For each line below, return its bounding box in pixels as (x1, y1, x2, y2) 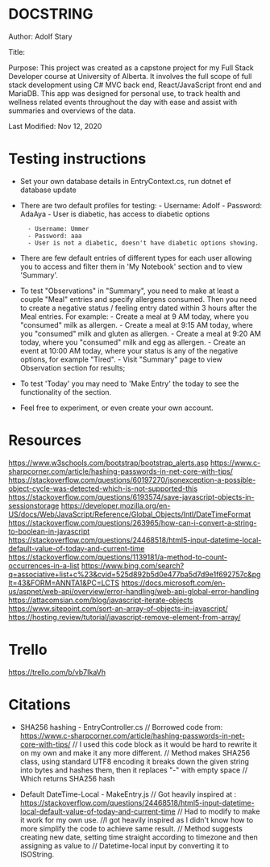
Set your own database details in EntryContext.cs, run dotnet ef (19, 176, 231, 186)
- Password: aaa (27, 232, 82, 240)
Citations (8, 695, 71, 714)
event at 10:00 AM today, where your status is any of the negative (19, 346, 239, 355)
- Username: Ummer (27, 224, 89, 232)
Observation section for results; (19, 362, 126, 372)
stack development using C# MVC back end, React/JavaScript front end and (8, 80, 262, 90)
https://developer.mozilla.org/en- (60, 501, 171, 510)
